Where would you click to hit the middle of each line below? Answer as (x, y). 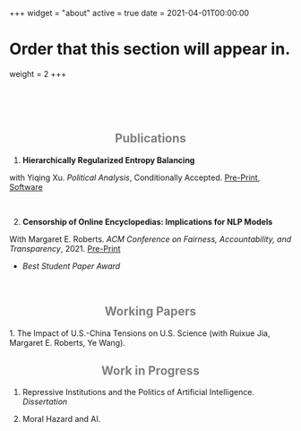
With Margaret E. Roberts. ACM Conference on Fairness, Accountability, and (150, 239)
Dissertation (45, 401)
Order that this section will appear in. (150, 49)
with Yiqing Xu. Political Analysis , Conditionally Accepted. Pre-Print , (135, 177)
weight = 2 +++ (38, 73)
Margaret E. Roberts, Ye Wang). (67, 342)
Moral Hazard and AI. (61, 419)
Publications (150, 138)
